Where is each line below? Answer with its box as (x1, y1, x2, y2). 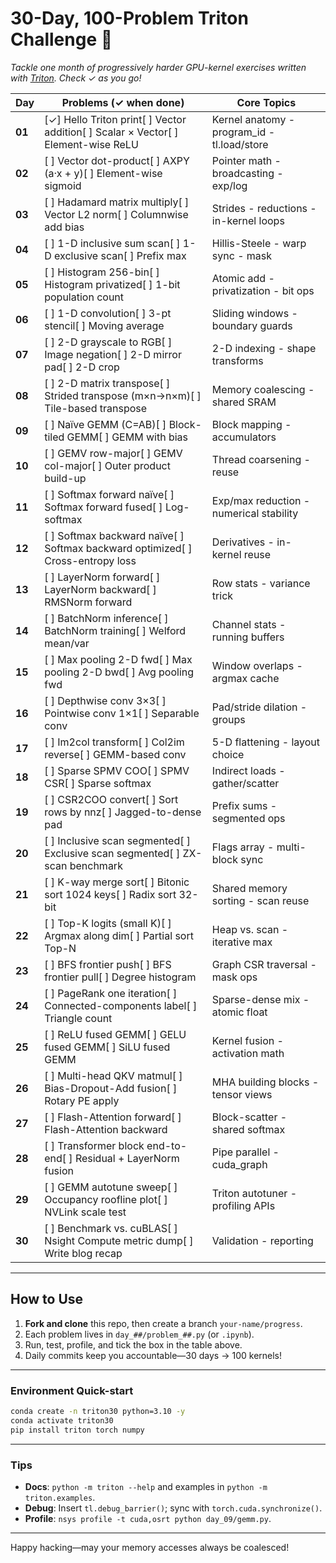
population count (44, 290, 125, 304)
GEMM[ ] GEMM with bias (66, 430, 188, 444)
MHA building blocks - (211, 1075, 320, 1089)
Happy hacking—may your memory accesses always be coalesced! (10, 1541, 290, 1553)
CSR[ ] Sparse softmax (44, 776, 152, 790)
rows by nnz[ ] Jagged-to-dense (44, 805, 202, 819)
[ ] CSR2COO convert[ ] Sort (44, 792, 179, 806)
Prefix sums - (211, 798, 278, 812)
